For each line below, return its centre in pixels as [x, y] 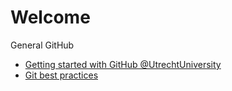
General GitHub [42, 45]
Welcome [50, 17]
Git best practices [61, 75]
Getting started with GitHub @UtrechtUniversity [123, 64]
